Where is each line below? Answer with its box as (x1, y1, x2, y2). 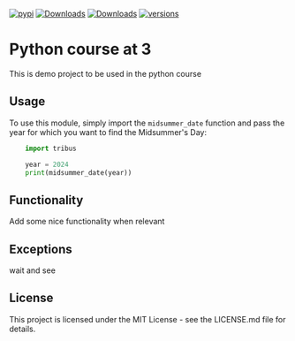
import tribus (25, 144, 77, 153)
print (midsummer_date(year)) (25, 168, 132, 177)
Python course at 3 (9, 40, 152, 59)
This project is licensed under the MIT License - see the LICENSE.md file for (9, 314, 286, 324)
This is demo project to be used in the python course (9, 68, 201, 79)
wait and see (9, 265, 56, 276)
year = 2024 (25, 160, 69, 169)
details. (9, 323, 36, 334)
